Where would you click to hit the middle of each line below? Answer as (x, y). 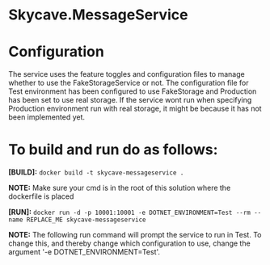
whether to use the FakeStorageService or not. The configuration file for (129, 83)
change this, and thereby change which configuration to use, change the (129, 243)
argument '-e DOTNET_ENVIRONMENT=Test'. (84, 252)
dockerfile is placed (41, 196)
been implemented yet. (47, 117)
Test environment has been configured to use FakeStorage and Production (133, 91)
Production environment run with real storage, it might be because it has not (135, 109)
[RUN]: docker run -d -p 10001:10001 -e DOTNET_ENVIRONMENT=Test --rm (129, 212)
